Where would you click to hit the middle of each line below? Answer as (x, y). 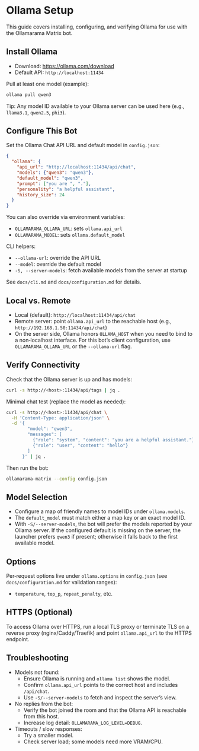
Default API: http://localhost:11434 (59, 72)
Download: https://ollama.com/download (64, 66)
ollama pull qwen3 (29, 95)
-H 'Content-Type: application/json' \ (61, 418)
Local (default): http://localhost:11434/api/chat (75, 315)
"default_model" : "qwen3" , (50, 178)
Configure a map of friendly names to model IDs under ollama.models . (100, 511)
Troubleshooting (38, 658)
